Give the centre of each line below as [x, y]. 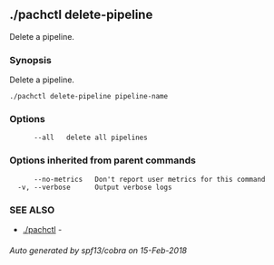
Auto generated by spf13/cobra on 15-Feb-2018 [98, 250]
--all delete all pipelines [90, 138]
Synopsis [30, 60]
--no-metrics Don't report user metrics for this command [149, 179]
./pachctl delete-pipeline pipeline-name [89, 97]
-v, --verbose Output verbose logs [95, 187]
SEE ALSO [32, 210]
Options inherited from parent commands [103, 160]
